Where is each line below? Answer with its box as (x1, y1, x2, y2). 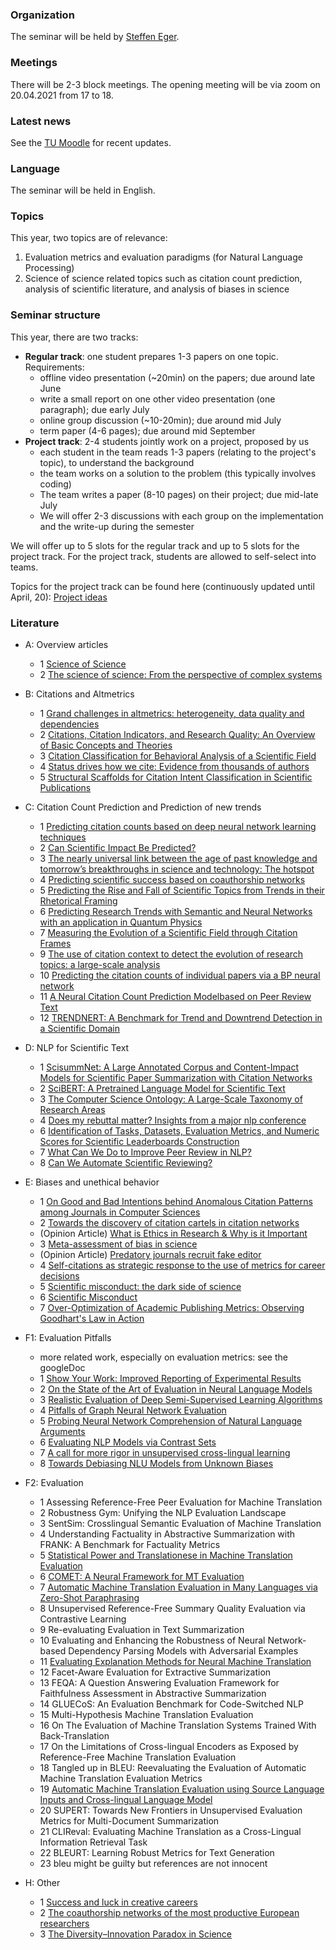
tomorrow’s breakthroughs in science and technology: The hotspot (39, 863, 315, 875)
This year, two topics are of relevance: (10, 232, 168, 244)
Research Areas (39, 1104, 106, 1116)
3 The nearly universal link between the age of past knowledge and (39, 853, 318, 865)
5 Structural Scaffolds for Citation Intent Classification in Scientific (39, 771, 313, 783)
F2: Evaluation (24, 1477, 84, 1489)
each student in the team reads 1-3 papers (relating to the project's (39, 446, 317, 458)
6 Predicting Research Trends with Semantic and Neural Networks (39, 906, 313, 918)
